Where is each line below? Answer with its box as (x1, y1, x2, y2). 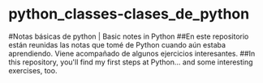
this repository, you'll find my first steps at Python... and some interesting (8, 57, 253, 67)
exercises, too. (8, 65, 58, 75)
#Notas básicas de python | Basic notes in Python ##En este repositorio (8, 31, 249, 41)
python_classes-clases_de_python (8, 5, 250, 23)
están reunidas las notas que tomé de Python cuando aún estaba (8, 39, 226, 49)
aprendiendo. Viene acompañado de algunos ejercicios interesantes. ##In (8, 48, 256, 58)
